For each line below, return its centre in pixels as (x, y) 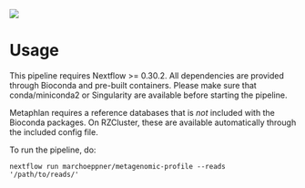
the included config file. (54, 131)
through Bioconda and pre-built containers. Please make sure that (133, 85)
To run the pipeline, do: (53, 150)
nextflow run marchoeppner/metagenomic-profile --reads (117, 166)
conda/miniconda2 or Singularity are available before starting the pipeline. (148, 95)
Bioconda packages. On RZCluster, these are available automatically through (153, 122)
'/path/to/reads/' (44, 174)
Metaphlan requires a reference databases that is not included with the (142, 112)
